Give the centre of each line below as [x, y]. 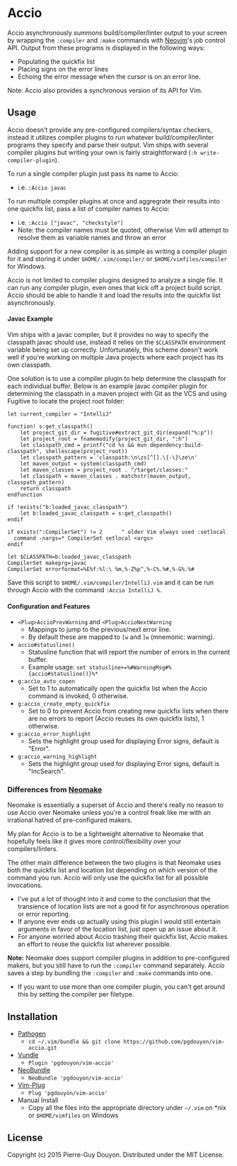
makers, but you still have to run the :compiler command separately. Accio [116, 965]
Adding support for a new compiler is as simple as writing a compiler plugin [117, 251]
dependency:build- [177, 445]
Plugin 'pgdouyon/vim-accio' [71, 1063]
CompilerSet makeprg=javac [47, 563]
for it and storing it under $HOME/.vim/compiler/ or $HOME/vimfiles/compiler [117, 259]
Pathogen [31, 1034]
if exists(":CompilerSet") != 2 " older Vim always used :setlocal [117, 532]
